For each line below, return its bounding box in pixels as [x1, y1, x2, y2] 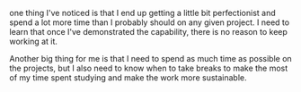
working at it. [9, 36, 58, 46]
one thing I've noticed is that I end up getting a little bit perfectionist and [9, 8, 276, 18]
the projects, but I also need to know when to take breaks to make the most [9, 63, 288, 73]
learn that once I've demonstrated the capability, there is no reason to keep [9, 27, 288, 37]
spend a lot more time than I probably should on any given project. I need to [9, 17, 290, 28]
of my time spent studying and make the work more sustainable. [9, 72, 247, 83]
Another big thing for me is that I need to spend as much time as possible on [9, 54, 292, 63]
